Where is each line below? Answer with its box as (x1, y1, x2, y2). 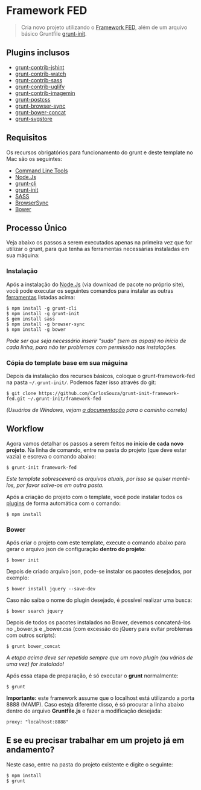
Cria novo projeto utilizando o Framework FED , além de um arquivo (21, 24, 188, 31)
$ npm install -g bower (6, 326, 66, 333)
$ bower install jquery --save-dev (6, 586, 96, 592)
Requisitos (6, 132, 47, 143)
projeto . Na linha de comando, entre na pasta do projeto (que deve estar (6, 446, 187, 454)
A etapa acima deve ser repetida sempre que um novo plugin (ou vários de (6, 654, 193, 661)
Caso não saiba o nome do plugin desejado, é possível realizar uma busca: (6, 596, 193, 604)
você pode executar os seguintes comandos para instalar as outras (6, 287, 174, 294)
